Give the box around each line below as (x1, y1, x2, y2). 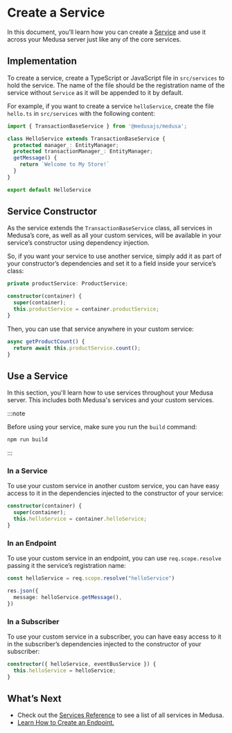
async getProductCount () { (7, 338, 85, 345)
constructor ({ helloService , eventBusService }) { (7, 661, 157, 668)
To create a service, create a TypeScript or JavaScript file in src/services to (7, 74, 225, 82)
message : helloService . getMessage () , (13, 594, 123, 601)
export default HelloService (7, 186, 91, 193)
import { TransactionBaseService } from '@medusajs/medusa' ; (7, 123, 188, 130)
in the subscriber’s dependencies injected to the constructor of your (7, 640, 202, 648)
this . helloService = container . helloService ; (13, 515, 148, 523)
